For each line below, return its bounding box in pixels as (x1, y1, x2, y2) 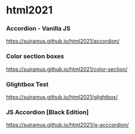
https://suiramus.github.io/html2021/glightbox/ (6, 94, 118, 101)
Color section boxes (6, 52, 64, 60)
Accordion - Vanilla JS (6, 25, 71, 33)
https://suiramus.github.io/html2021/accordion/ (6, 37, 120, 44)
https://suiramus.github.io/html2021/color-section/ (6, 66, 127, 73)
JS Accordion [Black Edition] (6, 108, 89, 116)
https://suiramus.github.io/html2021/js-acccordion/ (6, 121, 129, 129)
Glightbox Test (6, 80, 49, 88)
